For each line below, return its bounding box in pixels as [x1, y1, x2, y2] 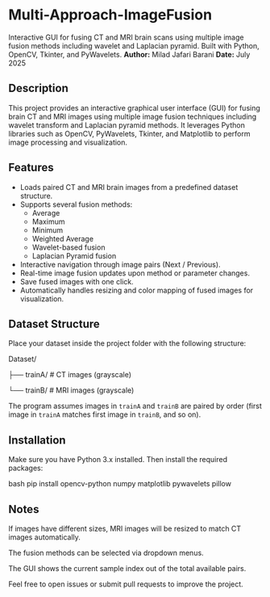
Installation [8, 433, 66, 447]
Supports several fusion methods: [19, 200, 133, 209]
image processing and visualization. [8, 137, 127, 147]
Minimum [31, 225, 64, 235]
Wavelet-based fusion [31, 242, 106, 252]
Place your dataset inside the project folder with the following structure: [8, 338, 247, 348]
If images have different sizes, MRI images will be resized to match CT [8, 523, 242, 533]
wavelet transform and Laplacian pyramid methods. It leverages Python [8, 120, 246, 130]
